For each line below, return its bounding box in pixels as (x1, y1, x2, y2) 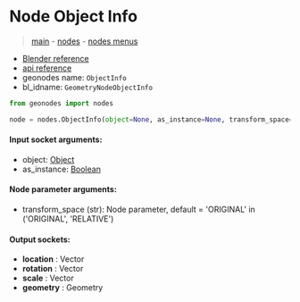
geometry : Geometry (21, 282, 104, 293)
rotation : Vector (21, 264, 84, 274)
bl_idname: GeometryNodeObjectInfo (21, 81, 154, 92)
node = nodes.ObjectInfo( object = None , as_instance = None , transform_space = (9, 114, 294, 124)
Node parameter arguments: (9, 184, 118, 195)
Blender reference (21, 53, 89, 63)
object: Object (21, 154, 75, 164)
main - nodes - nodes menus (30, 36, 138, 46)
